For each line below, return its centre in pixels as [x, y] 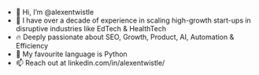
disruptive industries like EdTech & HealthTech [91, 29]
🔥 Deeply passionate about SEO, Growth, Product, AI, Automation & [125, 37]
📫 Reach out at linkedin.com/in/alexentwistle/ [90, 63]
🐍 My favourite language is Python [71, 54]
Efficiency [32, 46]
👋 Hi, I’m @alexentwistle [55, 12]
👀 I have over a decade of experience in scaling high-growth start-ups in [133, 20]
